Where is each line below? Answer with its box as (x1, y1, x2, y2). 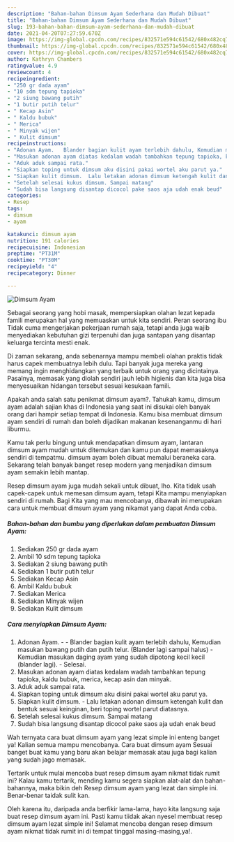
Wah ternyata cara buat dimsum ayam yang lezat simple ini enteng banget (7, 733, 220, 741)
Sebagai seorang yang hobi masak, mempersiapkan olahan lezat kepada (7, 308, 216, 317)
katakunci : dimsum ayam (7, 231, 77, 238)
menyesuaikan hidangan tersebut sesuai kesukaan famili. (7, 382, 171, 390)
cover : (7, 50, 26, 57)
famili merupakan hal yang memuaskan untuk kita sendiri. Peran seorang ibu (7, 316, 226, 324)
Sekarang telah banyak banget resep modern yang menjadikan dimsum (7, 460, 212, 469)
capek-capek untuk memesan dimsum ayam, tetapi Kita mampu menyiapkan (7, 488, 227, 497)
